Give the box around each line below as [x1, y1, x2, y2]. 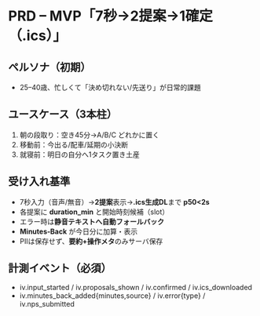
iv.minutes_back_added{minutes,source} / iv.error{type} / [19, 291, 206, 300]
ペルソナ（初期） [8, 60, 91, 74]
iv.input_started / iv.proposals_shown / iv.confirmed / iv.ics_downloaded [19, 283, 253, 292]
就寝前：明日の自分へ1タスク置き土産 [19, 150, 140, 159]
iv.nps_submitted [19, 300, 75, 309]
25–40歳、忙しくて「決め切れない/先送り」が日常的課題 [19, 83, 202, 92]
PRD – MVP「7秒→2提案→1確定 [8, 7, 214, 25]
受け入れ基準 [8, 175, 71, 188]
